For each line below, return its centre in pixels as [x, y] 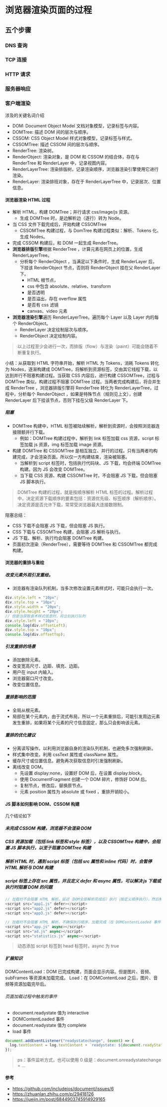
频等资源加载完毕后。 [27, 984]
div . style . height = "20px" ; [34, 611]
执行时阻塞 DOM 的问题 [29, 887]
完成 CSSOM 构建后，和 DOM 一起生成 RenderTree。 [66, 243]
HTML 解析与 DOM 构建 [29, 867]
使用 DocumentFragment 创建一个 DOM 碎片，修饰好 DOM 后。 [84, 779]
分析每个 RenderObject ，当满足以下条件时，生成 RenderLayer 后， [88, 261]
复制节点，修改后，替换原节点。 [52, 785]
